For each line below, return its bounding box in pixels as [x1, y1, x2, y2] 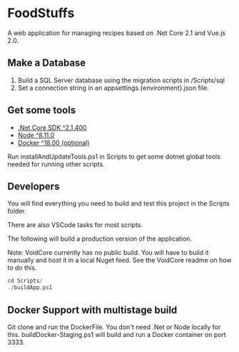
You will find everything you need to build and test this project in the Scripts [7, 199, 230, 208]
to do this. [7, 263, 37, 272]
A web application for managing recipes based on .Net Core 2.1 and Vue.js [7, 29, 226, 37]
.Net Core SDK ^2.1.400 [17, 123, 87, 131]
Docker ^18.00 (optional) [17, 138, 90, 147]
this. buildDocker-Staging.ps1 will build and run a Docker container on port [7, 330, 226, 338]
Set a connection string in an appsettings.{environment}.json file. [17, 84, 209, 92]
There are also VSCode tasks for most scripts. [7, 221, 143, 229]
